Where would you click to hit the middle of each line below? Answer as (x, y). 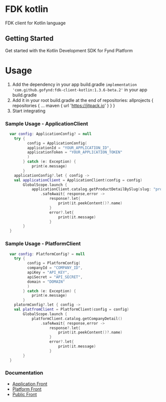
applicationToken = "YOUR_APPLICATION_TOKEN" (75, 153)
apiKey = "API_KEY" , (48, 273)
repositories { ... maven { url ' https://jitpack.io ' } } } (63, 105)
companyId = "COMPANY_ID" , (55, 268)
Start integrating (29, 111)
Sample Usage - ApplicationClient (47, 124)
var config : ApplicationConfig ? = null (51, 134)
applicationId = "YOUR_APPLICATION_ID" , (69, 148)
